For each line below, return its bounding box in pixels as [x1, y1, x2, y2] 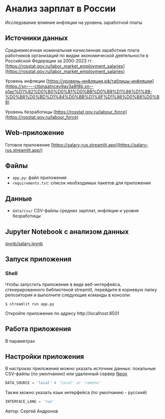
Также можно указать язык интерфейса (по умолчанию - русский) [5, 390, 148, 396]
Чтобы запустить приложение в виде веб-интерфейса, [5, 281, 122, 287]
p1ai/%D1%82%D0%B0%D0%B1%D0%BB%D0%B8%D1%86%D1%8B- [5, 88, 153, 95]
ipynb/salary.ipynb [5, 241, 43, 247]
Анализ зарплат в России [5, 3, 116, 14]
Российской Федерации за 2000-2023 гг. [5, 58, 93, 64]
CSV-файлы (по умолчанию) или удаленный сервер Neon [5, 371, 128, 377]
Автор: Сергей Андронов [5, 408, 58, 414]
